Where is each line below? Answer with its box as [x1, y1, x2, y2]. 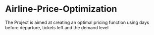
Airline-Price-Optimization [5, 3, 117, 15]
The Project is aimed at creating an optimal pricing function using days [5, 19, 150, 25]
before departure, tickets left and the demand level [5, 24, 109, 30]
